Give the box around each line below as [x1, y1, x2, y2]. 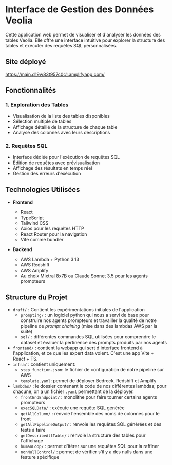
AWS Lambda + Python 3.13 [20, 256, 80, 262]
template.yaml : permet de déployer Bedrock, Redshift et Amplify [20, 378, 157, 384]
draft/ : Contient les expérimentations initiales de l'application [12, 307, 145, 313]
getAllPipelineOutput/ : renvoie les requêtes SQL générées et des [20, 421, 162, 427]
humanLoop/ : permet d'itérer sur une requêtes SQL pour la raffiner [20, 443, 159, 450]
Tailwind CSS [20, 220, 49, 226]
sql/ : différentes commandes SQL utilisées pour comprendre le [20, 334, 156, 340]
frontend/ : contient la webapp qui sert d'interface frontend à [12, 345, 143, 351]
